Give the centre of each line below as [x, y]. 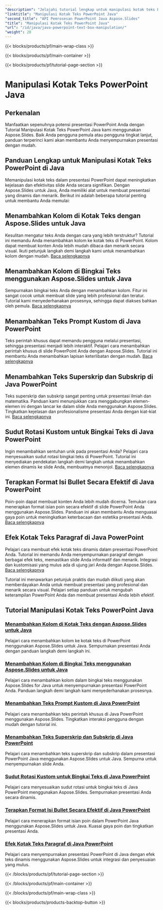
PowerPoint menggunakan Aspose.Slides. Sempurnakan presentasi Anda [78, 792]
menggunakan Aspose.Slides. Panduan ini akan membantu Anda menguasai [81, 512]
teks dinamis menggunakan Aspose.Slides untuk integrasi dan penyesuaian [81, 859]
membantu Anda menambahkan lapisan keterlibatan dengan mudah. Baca [79, 356]
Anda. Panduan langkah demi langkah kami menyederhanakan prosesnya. [79, 691]
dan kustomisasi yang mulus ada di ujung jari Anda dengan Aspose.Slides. [79, 565]
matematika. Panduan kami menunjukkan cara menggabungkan [69, 401]
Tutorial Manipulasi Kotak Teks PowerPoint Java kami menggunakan [73, 130]
